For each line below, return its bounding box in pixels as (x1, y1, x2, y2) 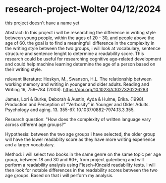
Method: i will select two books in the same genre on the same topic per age (5, 151, 161, 157)
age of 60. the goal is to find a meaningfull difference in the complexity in (5, 40, 155, 46)
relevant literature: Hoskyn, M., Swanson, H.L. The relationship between (5, 76, 152, 82)
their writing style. (5, 66, 42, 72)
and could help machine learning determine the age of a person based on (5, 61, 156, 67)
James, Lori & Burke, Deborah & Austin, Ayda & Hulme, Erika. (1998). (5, 96, 145, 102)
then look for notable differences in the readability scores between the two (5, 167, 158, 173)
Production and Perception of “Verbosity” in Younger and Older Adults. (5, 101, 150, 107)
